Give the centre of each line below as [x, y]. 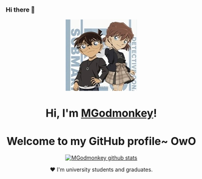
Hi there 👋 [21, 10]
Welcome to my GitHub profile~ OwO [101, 141]
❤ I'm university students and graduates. [101, 170]
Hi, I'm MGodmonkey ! [101, 113]
